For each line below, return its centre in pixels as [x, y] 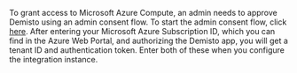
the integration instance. [54, 59]
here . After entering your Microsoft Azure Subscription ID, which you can [142, 31]
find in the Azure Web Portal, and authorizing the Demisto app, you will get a [148, 40]
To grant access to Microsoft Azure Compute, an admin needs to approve [143, 13]
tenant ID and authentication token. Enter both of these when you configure [147, 50]
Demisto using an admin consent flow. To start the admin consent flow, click [148, 22]
